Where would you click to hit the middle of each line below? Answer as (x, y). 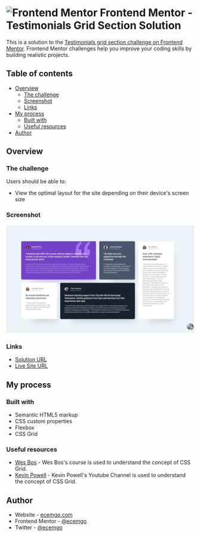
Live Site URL (31, 366)
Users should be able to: (36, 181)
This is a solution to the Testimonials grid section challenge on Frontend (95, 42)
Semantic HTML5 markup (46, 415)
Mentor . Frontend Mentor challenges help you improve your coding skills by (99, 48)
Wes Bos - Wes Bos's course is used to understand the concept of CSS (103, 462)
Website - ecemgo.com (44, 515)
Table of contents (39, 74)
